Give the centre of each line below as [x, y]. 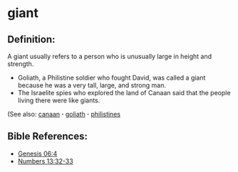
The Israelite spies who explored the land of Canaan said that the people [124, 93]
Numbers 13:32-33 [45, 161]
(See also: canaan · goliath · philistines [64, 114]
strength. [21, 64]
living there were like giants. [59, 100]
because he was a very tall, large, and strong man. [92, 85]
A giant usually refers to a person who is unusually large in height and [110, 56]
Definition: [31, 39]
